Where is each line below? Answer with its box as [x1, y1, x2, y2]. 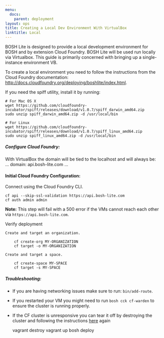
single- [142, 54, 157, 60]
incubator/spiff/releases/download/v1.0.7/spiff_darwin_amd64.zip [5, 107, 145, 112]
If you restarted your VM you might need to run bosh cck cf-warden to [12, 297, 155, 304]
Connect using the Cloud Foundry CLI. [5, 184, 83, 190]
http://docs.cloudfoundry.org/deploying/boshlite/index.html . [5, 80, 127, 85]
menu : [5, 7, 16, 12]
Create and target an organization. [5, 231, 81, 236]
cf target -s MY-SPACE [14, 265, 61, 270]
